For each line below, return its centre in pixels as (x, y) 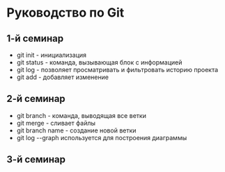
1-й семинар (35, 38)
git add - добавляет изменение (63, 77)
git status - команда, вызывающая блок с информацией (99, 62)
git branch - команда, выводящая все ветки (82, 115)
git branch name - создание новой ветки (76, 130)
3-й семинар (36, 160)
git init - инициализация (52, 55)
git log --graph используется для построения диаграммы (102, 137)
